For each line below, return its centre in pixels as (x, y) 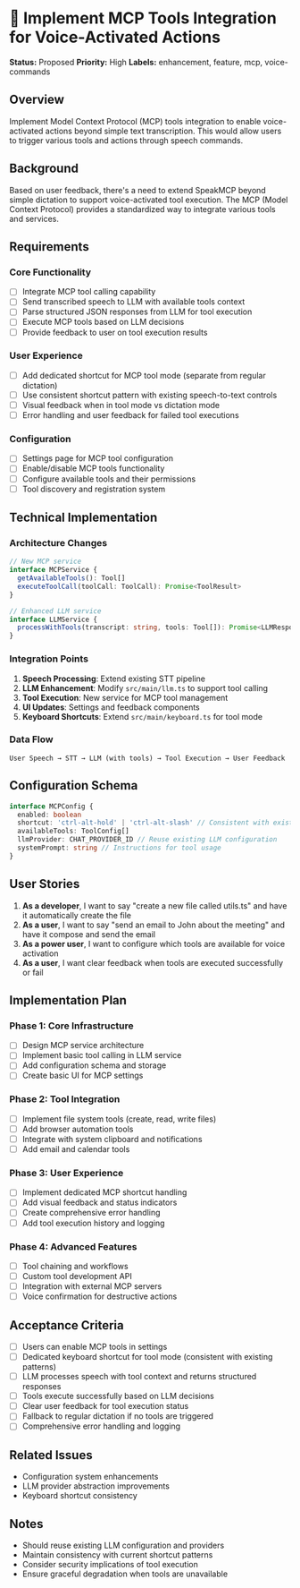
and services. (34, 218)
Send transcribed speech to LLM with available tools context (133, 302)
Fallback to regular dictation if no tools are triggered (118, 1416)
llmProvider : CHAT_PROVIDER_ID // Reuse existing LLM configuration (147, 840)
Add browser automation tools (78, 1129)
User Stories (45, 884)
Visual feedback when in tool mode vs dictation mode (121, 405)
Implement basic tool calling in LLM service (102, 1055)
